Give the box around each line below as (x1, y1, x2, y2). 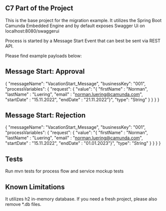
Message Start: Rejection (5, 111, 86, 120)
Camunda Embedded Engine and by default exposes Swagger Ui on (5, 23, 145, 29)
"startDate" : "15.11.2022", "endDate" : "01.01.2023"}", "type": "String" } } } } (5, 140, 161, 146)
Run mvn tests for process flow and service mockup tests (5, 168, 124, 174)
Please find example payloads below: (5, 53, 82, 59)
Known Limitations (5, 182, 65, 191)
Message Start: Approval (5, 67, 85, 76)
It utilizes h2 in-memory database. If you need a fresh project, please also (5, 196, 157, 202)
